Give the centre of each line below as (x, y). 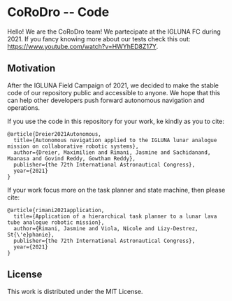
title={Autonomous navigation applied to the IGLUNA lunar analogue (115, 140)
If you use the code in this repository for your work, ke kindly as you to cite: (116, 121)
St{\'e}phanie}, (31, 234)
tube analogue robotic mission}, (56, 222)
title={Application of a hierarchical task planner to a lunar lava (115, 216)
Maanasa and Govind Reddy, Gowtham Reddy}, (72, 158)
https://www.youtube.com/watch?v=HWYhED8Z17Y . (83, 46)
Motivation (31, 68)
